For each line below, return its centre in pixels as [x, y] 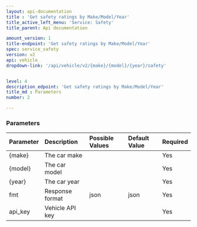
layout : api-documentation [39, 11]
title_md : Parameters [34, 92]
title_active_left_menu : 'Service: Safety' [60, 22]
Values [99, 146]
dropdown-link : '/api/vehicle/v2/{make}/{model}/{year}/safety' [86, 66]
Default [139, 138]
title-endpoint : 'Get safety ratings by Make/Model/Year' [78, 44]
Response [58, 191]
